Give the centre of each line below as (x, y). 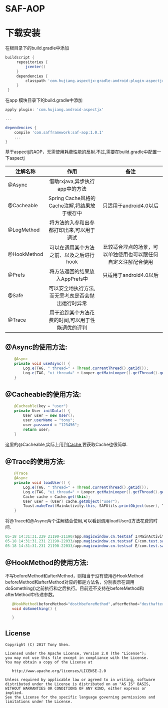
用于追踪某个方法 (69, 313)
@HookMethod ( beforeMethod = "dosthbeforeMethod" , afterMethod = (76, 604)
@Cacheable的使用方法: (43, 394)
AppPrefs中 (74, 279)
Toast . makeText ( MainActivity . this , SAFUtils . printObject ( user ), (91, 506)
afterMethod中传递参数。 (31, 594)
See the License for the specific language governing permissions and (80, 697)
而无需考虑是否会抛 (72, 296)
